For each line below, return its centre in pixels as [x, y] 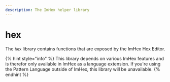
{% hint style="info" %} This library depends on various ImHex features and [84, 58]
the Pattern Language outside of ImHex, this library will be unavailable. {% [83, 69]
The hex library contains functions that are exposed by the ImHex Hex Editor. [85, 49]
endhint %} [17, 74]
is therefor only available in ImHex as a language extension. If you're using [83, 64]
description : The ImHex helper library [47, 10]
